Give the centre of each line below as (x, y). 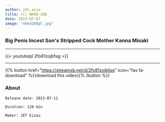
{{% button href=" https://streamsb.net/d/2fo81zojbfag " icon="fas (71, 70)
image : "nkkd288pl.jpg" (29, 23)
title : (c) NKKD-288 (26, 14)
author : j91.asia (23, 10)
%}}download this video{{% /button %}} (69, 75)
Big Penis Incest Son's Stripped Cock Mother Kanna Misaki (77, 41)
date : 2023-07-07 (23, 19)
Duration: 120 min (24, 107)
